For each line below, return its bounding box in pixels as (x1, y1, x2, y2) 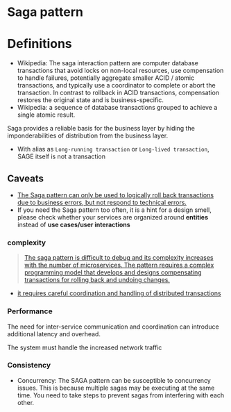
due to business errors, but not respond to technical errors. (17, 198, 187, 206)
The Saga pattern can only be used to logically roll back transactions (17, 190, 214, 199)
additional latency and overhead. (7, 329, 101, 338)
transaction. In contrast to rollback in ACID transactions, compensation (17, 88, 220, 97)
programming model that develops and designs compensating (24, 268, 203, 277)
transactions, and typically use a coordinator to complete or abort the (17, 81, 216, 90)
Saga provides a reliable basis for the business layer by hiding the (7, 124, 196, 133)
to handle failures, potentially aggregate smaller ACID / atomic (17, 74, 195, 82)
